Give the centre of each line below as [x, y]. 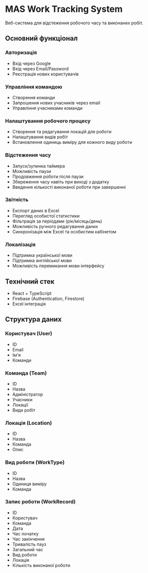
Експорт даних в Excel [36, 210]
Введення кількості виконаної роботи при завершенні [69, 187]
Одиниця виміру [29, 484]
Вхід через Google [31, 63]
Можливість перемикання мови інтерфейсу [58, 266]
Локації [20, 404]
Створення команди [34, 97]
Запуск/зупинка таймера [38, 166]
